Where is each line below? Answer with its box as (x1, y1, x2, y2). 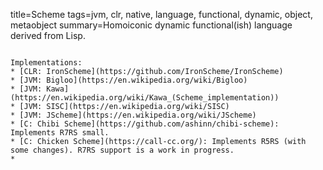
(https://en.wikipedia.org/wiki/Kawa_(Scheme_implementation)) (10, 93, 280, 103)
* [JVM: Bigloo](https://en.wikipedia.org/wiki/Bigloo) (10, 75, 248, 85)
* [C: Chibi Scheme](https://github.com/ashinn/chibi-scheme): (10, 119, 280, 129)
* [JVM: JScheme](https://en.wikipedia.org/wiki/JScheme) (10, 110, 257, 120)
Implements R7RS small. (10, 128, 110, 138)
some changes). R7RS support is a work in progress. (10, 145, 235, 155)
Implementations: (10, 58, 83, 68)
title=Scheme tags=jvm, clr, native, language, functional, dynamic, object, (10, 9, 313, 20)
